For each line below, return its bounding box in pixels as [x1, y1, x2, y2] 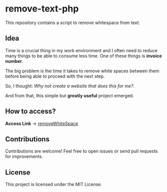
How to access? [5, 107, 56, 116]
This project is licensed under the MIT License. [5, 181, 102, 187]
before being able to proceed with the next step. [5, 73, 105, 79]
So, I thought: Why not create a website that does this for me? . [5, 83, 135, 89]
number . [5, 58, 24, 64]
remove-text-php [5, 3, 79, 15]
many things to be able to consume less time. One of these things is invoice [5, 53, 162, 59]
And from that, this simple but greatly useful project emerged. [5, 92, 134, 98]
